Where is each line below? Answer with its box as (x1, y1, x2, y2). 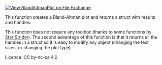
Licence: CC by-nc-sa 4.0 (5, 54, 58, 60)
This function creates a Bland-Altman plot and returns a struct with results (5, 14, 156, 20)
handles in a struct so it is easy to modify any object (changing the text (5, 39, 149, 45)
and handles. (5, 20, 32, 25)
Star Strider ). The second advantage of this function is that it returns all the (5, 34, 158, 40)
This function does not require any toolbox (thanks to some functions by (5, 29, 152, 34)
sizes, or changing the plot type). (5, 45, 72, 50)
